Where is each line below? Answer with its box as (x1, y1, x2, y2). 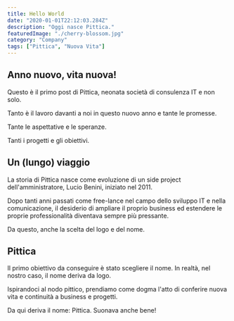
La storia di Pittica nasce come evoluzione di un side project (7, 175, 181, 184)
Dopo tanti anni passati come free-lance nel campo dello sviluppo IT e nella (7, 196, 226, 205)
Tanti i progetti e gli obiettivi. (7, 136, 90, 144)
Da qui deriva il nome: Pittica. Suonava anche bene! (7, 306, 157, 315)
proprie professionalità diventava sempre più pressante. (7, 211, 169, 220)
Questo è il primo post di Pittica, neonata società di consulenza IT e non (7, 87, 216, 96)
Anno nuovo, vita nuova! (7, 69, 117, 81)
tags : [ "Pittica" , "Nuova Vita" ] (7, 43, 105, 50)
